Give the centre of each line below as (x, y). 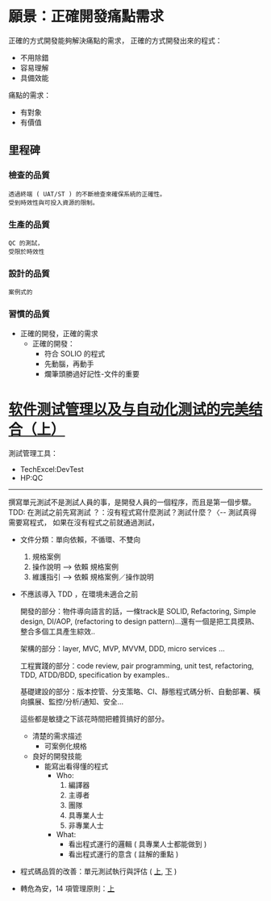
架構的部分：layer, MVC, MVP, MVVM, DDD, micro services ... (123, 649)
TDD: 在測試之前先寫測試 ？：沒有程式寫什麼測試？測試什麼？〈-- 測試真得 (132, 512)
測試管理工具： (33, 453)
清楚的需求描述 (57, 736)
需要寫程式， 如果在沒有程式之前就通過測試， (83, 523)
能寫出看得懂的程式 (76, 766)
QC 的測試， (26, 243)
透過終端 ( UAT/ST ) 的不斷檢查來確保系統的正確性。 (87, 194)
